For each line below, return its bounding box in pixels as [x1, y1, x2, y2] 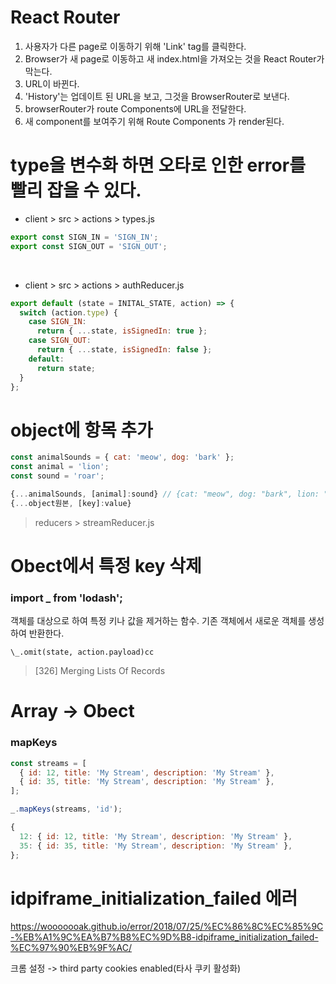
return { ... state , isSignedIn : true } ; [36, 326, 208, 336]
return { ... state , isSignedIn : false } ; [36, 345, 213, 355]
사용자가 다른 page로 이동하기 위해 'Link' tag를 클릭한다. [24, 40, 247, 52]
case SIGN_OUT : [28, 336, 92, 346]
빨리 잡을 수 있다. [10, 179, 142, 202]
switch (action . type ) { [19, 307, 118, 318]
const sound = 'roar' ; [10, 471, 105, 481]
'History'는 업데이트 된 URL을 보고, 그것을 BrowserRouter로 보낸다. [24, 90, 290, 102]
